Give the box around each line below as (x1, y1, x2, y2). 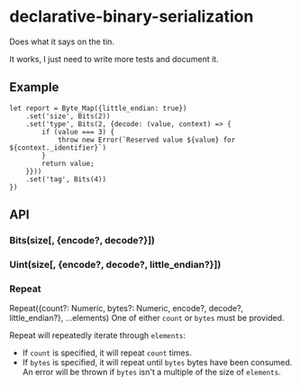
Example (9, 79, 59, 96)
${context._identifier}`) (9, 142, 106, 152)
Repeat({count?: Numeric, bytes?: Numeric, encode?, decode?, (9, 303, 244, 314)
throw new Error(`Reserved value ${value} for (57, 135, 236, 144)
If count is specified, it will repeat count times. (22, 347, 192, 358)
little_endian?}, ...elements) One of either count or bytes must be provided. (9, 313, 285, 324)
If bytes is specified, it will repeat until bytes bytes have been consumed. (22, 357, 293, 368)
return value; (41, 159, 95, 168)
